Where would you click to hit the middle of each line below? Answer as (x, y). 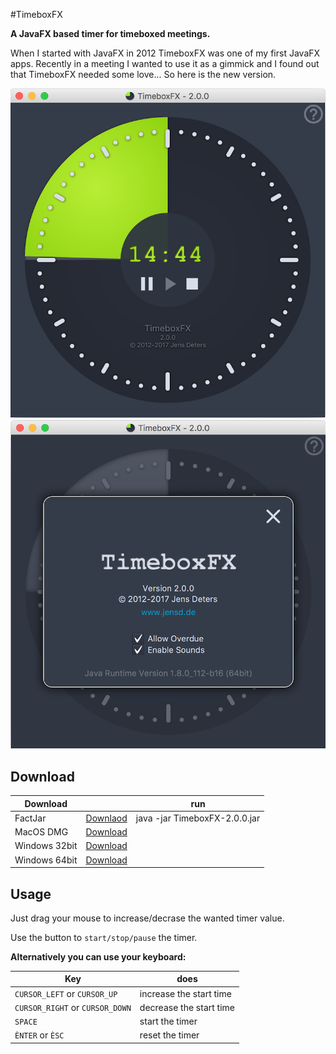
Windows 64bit (46, 860)
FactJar (30, 818)
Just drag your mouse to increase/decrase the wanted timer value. (147, 918)
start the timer (168, 1021)
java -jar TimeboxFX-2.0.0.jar (198, 818)
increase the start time (185, 993)
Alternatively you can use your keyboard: (98, 956)
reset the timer (169, 1035)
